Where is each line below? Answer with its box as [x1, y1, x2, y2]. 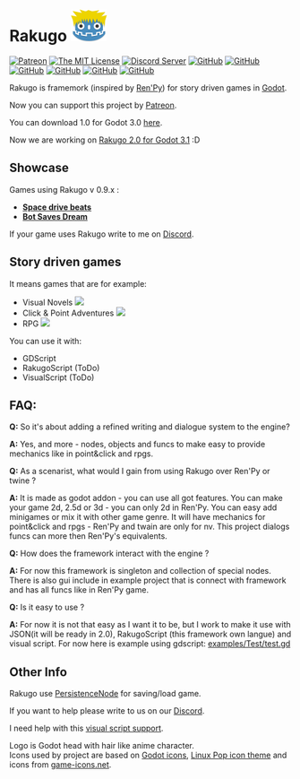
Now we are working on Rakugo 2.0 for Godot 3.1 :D [9, 134, 201, 145]
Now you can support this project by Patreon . [9, 100, 177, 110]
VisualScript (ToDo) [21, 372, 95, 383]
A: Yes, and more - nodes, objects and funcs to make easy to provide [9, 439, 266, 450]
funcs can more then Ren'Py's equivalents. [9, 531, 167, 541]
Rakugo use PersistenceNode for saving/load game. [9, 688, 201, 699]
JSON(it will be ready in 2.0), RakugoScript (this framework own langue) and [9, 628, 292, 640]
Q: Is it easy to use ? [9, 602, 85, 613]
